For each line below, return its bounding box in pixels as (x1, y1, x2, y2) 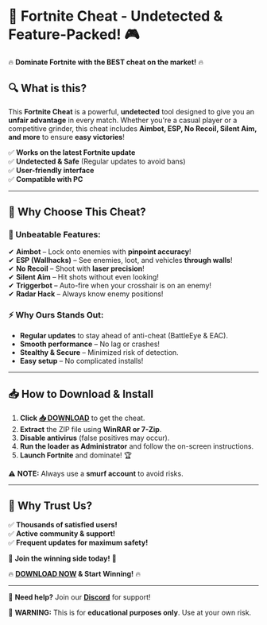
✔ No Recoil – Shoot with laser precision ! (8, 264, 145, 273)
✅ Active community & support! (8, 529, 116, 538)
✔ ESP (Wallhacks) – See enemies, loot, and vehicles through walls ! (8, 256, 233, 265)
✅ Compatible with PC (8, 174, 83, 183)
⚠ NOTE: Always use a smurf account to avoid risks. (8, 469, 184, 478)
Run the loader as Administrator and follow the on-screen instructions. (19, 441, 254, 451)
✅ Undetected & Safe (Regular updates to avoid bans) (8, 156, 186, 166)
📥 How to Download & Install (8, 388, 153, 401)
